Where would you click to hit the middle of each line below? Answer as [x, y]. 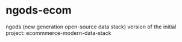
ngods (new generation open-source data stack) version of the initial [91, 27]
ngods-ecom [39, 10]
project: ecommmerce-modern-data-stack [58, 33]
